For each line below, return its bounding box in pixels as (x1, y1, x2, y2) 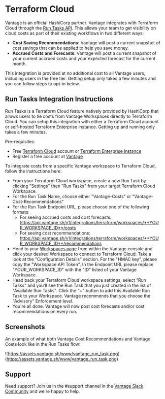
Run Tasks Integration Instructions (5, 95, 113, 103)
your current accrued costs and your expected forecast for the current (12, 55, 156, 61)
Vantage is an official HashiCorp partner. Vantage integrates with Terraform (5, 20, 159, 26)
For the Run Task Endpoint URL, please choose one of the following (12, 203, 149, 210)
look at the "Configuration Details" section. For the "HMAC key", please (12, 256, 157, 262)
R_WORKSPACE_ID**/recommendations (19, 240, 102, 246)
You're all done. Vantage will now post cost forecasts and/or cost (12, 303, 145, 309)
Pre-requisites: (5, 138, 35, 144)
